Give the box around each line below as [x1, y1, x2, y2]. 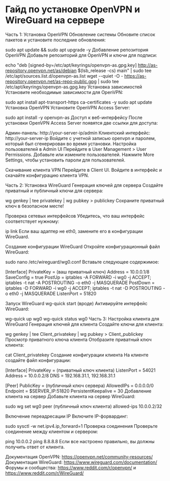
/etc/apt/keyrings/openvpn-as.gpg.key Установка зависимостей [5, 83, 143, 90]
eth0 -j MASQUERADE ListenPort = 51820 [9, 290, 97, 296]
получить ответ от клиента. [5, 444, 65, 450]
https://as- [124, 73, 147, 79]
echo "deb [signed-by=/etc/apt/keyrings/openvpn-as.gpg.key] [5, 62, 137, 68]
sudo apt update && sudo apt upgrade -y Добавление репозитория [5, 47, 149, 53]
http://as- [137, 62, 158, 68]
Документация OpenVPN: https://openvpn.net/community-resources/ [5, 453, 153, 460]
